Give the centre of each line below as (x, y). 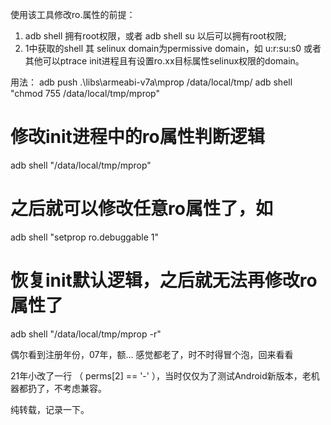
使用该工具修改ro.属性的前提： (73, 14)
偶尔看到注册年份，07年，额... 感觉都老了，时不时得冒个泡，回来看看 (152, 354)
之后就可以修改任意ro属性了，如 (141, 209)
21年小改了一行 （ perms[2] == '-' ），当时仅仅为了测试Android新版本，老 (161, 375)
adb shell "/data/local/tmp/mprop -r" (86, 334)
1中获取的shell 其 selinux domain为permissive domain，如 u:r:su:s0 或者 (173, 48)
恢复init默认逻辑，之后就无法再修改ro (164, 280)
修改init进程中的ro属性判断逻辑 (137, 137)
